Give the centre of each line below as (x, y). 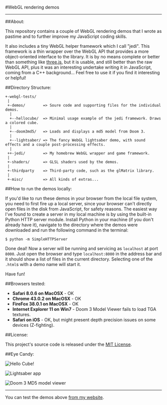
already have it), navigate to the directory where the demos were (72, 225)
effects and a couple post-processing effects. (55, 144)
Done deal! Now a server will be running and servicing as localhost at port (82, 248)
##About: (15, 21)
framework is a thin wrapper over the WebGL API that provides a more (77, 51)
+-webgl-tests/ (21, 97)
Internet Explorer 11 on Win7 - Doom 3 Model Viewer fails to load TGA (84, 309)
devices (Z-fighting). (33, 325)
